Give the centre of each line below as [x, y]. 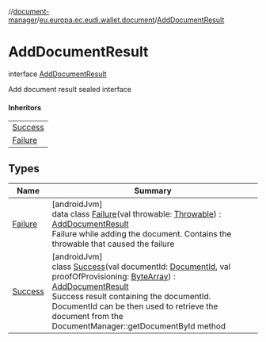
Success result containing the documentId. [131, 296]
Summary [153, 190]
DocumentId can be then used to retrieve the [135, 306]
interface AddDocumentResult [57, 74]
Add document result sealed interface [70, 89]
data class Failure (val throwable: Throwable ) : [137, 213]
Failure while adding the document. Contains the [142, 233]
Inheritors [25, 107]
